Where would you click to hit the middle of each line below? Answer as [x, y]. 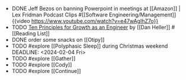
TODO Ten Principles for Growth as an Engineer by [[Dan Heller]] [91, 27]
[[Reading [24, 34]
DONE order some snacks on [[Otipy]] [58, 40]
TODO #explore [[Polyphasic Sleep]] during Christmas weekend [90, 46]
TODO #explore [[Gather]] [44, 59]
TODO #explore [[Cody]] [42, 65]
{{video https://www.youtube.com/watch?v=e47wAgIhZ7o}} [85, 21]
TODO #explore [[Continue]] [46, 71]
